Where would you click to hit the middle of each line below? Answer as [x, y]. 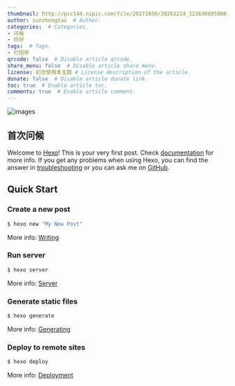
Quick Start [33, 190]
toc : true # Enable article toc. [58, 85]
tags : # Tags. [29, 46]
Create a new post [39, 209]
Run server [26, 255]
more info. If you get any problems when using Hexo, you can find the [108, 160]
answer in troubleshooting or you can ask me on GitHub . [88, 167]
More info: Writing [33, 237]
